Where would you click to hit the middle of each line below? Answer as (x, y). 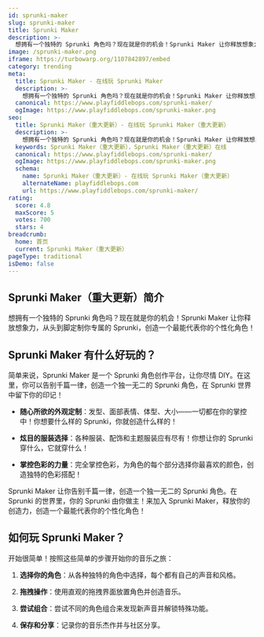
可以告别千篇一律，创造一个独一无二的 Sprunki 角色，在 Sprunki (132, 385)
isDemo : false (31, 264)
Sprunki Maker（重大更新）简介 (86, 297)
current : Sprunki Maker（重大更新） (71, 249)
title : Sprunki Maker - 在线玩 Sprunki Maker (89, 81)
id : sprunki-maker (38, 15)
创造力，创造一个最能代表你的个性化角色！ (77, 511)
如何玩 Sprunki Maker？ (67, 538)
